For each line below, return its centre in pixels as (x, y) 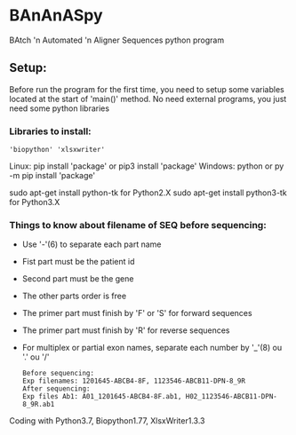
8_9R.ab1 (38, 405)
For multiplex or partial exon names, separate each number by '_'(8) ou (152, 348)
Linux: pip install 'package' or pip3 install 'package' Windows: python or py (147, 166)
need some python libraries (59, 108)
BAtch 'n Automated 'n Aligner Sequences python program (117, 40)
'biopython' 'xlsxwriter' (57, 150)
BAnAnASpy (56, 16)
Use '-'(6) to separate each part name (92, 244)
